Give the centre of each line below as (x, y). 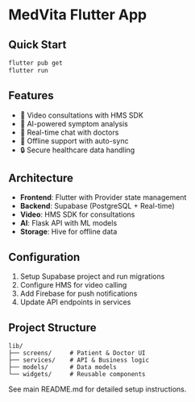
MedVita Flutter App (78, 15)
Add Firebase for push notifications (79, 294)
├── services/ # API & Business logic (79, 360)
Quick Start (37, 45)
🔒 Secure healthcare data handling (77, 150)
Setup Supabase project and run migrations (92, 276)
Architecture (41, 178)
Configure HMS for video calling (73, 285)
